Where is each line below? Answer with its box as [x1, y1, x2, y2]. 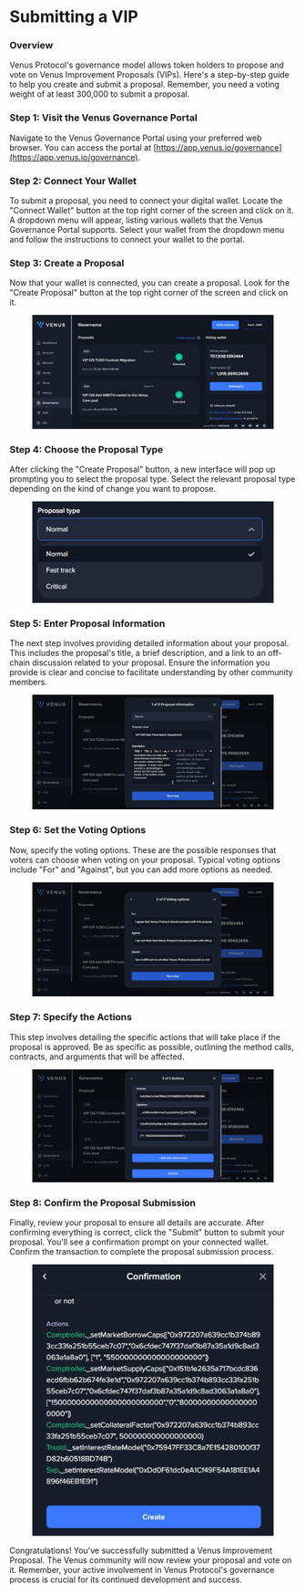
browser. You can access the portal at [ [9, 141, 157, 152]
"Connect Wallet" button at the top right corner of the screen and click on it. [9, 205, 294, 216]
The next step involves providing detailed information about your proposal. [9, 638, 290, 649]
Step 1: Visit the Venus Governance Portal [9, 111, 198, 124]
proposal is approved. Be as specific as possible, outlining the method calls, [9, 1041, 294, 1052]
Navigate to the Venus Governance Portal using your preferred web [9, 132, 262, 143]
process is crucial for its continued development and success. [9, 1574, 243, 1585]
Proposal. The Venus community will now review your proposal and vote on [9, 1555, 292, 1566]
